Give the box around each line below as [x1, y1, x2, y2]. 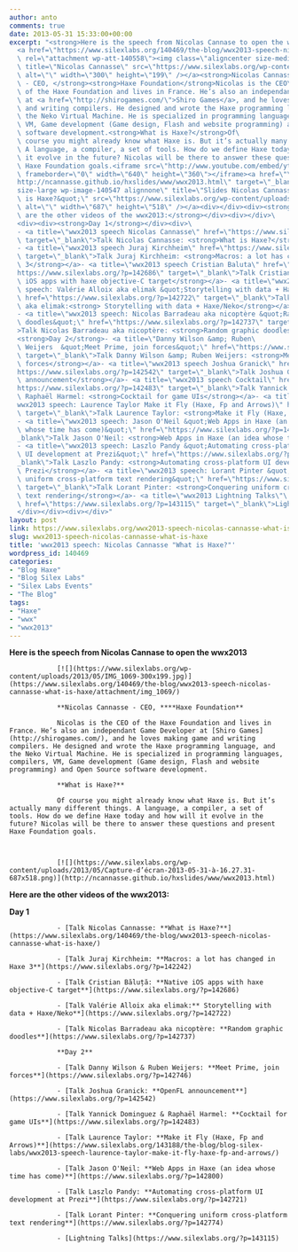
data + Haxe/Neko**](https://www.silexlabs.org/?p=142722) [9, 1009, 232, 1018]
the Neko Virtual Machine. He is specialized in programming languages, [9, 750, 284, 759]
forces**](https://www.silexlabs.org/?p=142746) [9, 1071, 192, 1080]
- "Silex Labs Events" [9, 582, 93, 591]
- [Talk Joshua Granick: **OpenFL [56, 1087, 184, 1096]
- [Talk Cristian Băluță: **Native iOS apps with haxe [56, 978, 264, 987]
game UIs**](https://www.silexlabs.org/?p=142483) [9, 1118, 200, 1127]
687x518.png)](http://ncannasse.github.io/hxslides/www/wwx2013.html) [9, 874, 276, 883]
